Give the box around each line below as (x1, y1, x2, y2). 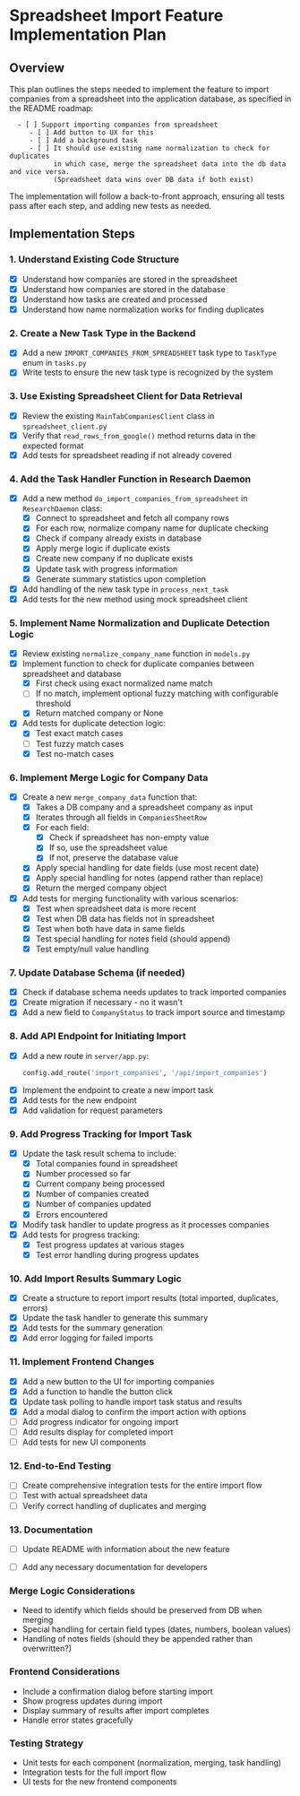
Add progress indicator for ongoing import (21, 1416, 179, 1427)
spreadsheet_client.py (21, 422, 107, 431)
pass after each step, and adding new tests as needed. (9, 201, 212, 211)
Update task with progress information (35, 563, 178, 574)
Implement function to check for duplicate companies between (21, 658, 255, 669)
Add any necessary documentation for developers (21, 1561, 208, 1572)
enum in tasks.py (21, 358, 87, 369)
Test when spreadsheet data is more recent (35, 903, 197, 914)
